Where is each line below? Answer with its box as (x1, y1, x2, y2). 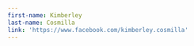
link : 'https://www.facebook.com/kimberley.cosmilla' (7, 26, 189, 34)
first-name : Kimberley (7, 11, 82, 19)
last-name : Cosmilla (7, 19, 76, 27)
